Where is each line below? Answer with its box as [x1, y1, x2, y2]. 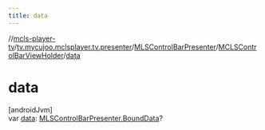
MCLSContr [218, 41, 257, 52]
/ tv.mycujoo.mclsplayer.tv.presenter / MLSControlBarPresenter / [14, 41, 220, 52]
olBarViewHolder [8, 50, 64, 60]
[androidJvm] [8, 104, 53, 114]
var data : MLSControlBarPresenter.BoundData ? [8, 113, 164, 123]
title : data [8, 11, 48, 20]
